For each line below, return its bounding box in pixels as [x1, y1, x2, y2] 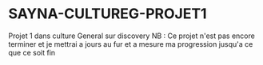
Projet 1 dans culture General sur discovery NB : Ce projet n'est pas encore [8, 31, 256, 40]
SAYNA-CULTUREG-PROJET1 [8, 5, 207, 23]
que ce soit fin [8, 48, 56, 57]
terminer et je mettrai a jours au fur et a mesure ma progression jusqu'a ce [8, 39, 253, 48]
